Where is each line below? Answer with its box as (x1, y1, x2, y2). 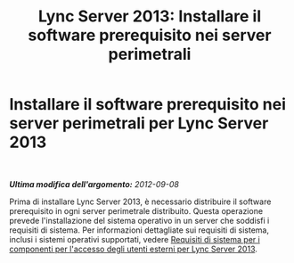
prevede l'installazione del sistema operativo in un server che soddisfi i (9, 215, 270, 226)
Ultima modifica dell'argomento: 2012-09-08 (9, 178, 180, 189)
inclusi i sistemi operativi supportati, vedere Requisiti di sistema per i (9, 234, 260, 244)
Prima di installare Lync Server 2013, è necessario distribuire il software (9, 196, 272, 207)
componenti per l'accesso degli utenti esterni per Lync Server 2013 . (9, 243, 258, 254)
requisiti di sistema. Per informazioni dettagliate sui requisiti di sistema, (9, 225, 270, 235)
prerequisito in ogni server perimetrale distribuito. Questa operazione (9, 205, 264, 216)
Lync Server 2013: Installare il (37, 6, 262, 27)
